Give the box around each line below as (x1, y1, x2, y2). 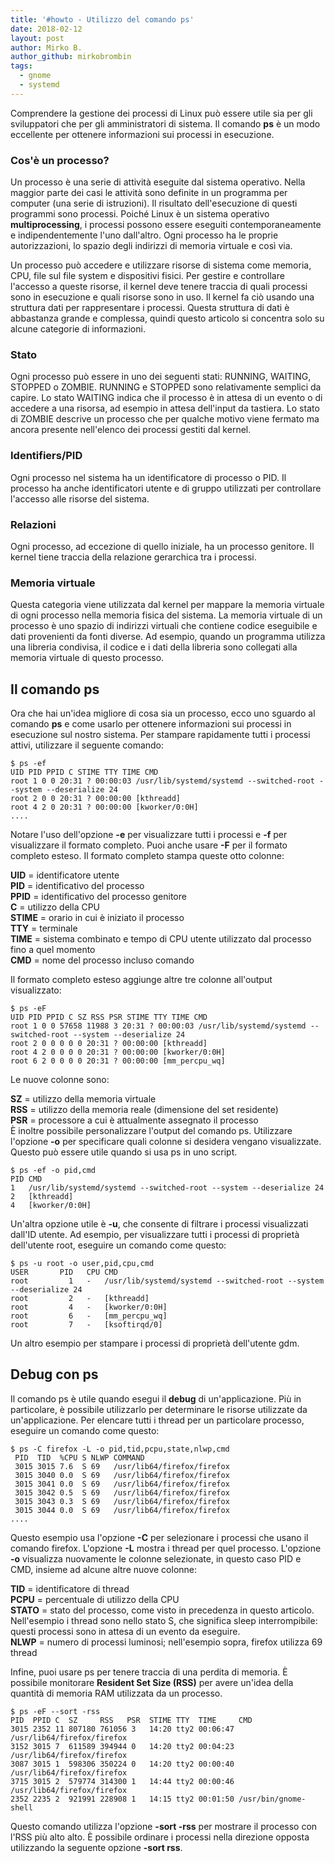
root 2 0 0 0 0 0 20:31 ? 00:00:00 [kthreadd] (10, 1039, 208, 1049)
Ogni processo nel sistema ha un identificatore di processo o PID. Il (10, 471, 287, 483)
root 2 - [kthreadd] (10, 1294, 150, 1304)
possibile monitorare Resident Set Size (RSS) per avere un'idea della (10, 1676, 294, 1688)
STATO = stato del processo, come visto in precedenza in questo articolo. (10, 1604, 315, 1616)
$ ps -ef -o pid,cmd (10, 1166, 97, 1176)
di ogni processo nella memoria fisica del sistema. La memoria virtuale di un (10, 609, 323, 621)
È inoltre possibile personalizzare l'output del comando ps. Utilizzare (10, 1125, 293, 1137)
